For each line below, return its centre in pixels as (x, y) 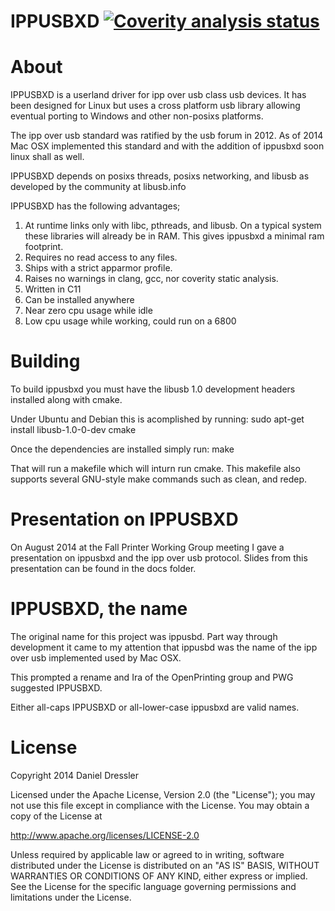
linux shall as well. (47, 157)
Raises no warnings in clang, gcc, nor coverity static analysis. (151, 279)
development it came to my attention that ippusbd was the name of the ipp (164, 647)
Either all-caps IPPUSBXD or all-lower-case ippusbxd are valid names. (155, 707)
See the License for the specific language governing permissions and (153, 886)
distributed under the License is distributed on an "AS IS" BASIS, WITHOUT (165, 865)
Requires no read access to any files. (101, 257)
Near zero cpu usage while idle (88, 311)
